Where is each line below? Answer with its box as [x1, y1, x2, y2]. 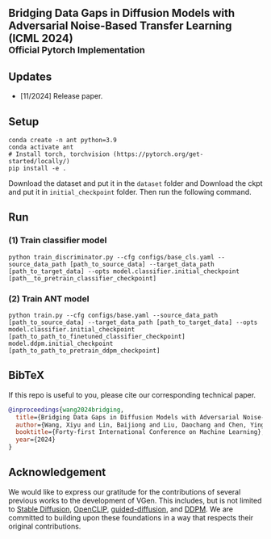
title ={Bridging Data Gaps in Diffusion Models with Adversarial [15, 413, 240, 421]
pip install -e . [8, 165, 67, 173]
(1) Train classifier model [8, 234, 107, 246]
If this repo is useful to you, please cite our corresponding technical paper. [8, 390, 256, 399]
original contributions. [8, 521, 81, 531]
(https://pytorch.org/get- [112, 150, 204, 158]
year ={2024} [15, 436, 56, 444]
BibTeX [8, 368, 44, 382]
